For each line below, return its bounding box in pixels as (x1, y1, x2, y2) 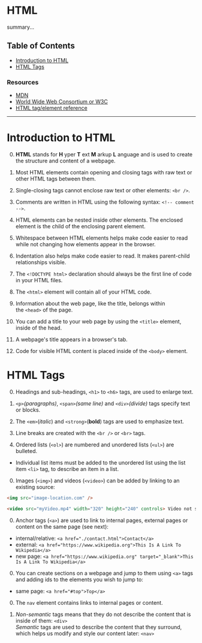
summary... (7, 23, 35, 31)
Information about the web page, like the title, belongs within (15, 300, 165, 307)
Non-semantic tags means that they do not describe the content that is (15, 611, 191, 618)
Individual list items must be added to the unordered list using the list (15, 459, 186, 466)
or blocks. (15, 406, 41, 413)
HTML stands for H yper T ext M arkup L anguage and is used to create (15, 150, 193, 158)
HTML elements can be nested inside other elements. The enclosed (15, 216, 183, 224)
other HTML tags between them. (15, 175, 97, 182)
